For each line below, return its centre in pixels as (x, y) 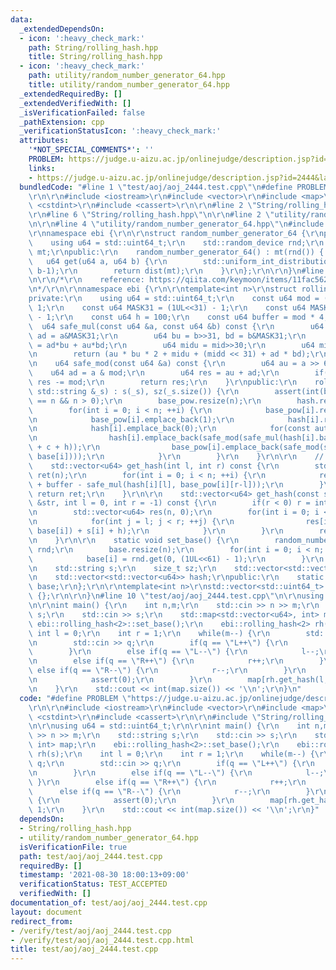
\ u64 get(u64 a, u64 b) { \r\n (98, 261)
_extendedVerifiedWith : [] (75, 103)
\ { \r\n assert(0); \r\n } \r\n (131, 801)
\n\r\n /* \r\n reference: (86, 280)
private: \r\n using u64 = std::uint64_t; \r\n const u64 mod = (174, 299)
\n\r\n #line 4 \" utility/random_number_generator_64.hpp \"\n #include (176, 224)
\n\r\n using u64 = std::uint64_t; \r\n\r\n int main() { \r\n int (169, 726)
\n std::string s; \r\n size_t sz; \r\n (122, 568)
